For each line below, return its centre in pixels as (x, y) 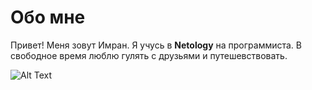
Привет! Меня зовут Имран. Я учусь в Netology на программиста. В (156, 45)
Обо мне (48, 17)
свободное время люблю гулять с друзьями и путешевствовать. (149, 55)
